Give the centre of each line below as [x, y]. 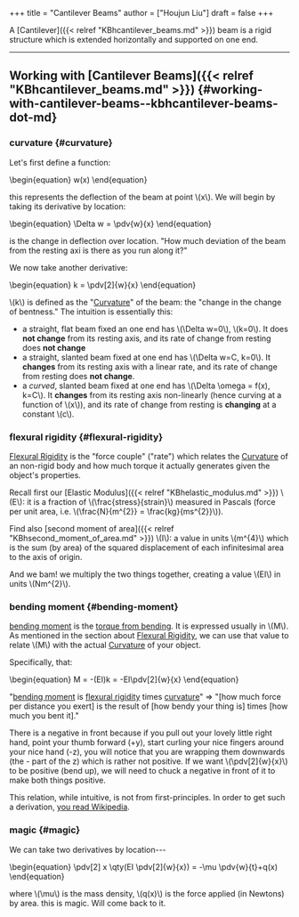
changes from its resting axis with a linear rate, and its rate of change [149, 366]
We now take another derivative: [69, 267]
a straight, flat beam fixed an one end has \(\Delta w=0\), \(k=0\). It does [155, 329]
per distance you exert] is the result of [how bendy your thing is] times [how [149, 706]
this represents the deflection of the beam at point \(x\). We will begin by [142, 197]
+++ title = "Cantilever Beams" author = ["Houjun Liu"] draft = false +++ [141, 13]
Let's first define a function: [60, 162]
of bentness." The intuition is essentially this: [91, 312]
